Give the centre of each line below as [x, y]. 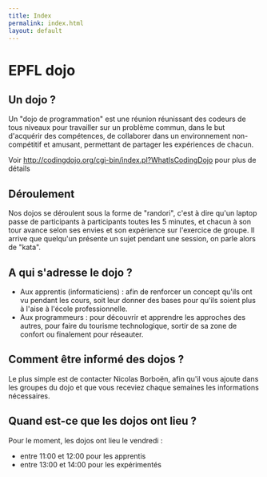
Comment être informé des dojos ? [96, 360]
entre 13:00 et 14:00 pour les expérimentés [91, 464]
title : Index [30, 16]
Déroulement [42, 194]
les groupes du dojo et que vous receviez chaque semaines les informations [134, 387]
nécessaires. [29, 396]
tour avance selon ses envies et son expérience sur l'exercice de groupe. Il [132, 230]
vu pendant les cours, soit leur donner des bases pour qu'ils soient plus [137, 300]
